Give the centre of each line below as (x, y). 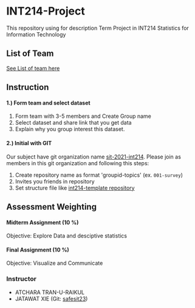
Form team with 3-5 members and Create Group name (83, 116)
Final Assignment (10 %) (38, 250)
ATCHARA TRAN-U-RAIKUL (50, 292)
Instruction (28, 87)
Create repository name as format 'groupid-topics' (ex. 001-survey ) (99, 175)
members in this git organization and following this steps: (78, 163)
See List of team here (33, 68)
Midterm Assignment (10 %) (43, 222)
